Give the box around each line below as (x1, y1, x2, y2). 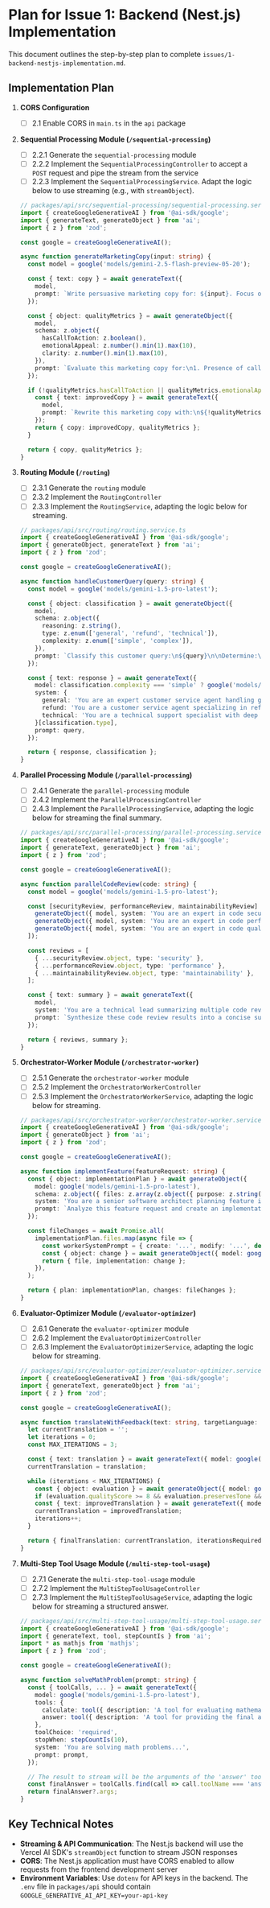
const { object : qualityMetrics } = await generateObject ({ (27, 311, 233, 319)
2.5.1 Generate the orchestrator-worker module (31, 1073, 190, 1083)
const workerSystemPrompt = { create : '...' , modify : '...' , (41, 1242, 252, 1250)
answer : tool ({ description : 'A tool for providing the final (41, 1713, 255, 1721)
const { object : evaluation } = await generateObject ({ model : (35, 1485, 252, 1493)
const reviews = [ (27, 946, 89, 954)
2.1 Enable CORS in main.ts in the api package (31, 118, 186, 128)
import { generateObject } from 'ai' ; (19, 1131, 150, 1139)
